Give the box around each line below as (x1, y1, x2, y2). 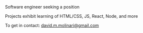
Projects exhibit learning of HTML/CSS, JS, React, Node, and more (5, 13, 138, 19)
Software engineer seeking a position (5, 4, 80, 10)
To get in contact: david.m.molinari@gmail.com (5, 22, 99, 28)
